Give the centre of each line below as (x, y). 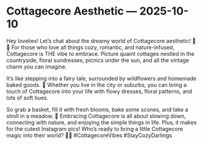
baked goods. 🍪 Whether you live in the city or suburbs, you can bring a (97, 85)
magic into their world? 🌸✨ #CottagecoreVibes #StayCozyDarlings (89, 135)
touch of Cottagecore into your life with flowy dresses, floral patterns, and (99, 91)
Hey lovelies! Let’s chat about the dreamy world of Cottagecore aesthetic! (99, 41)
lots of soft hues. (27, 98)
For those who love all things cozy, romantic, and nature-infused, (93, 47)
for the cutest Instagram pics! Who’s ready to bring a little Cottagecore (95, 129)
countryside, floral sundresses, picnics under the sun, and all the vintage (98, 60)
